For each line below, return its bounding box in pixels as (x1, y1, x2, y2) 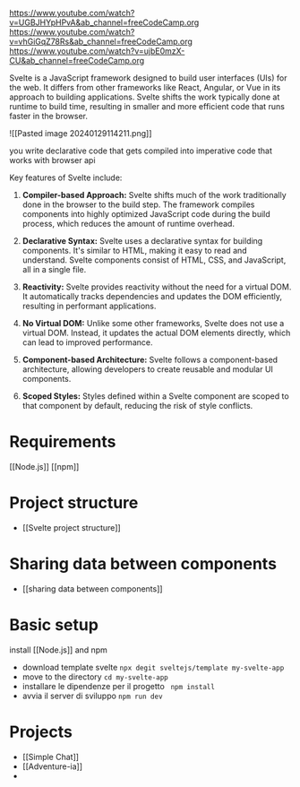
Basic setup (9, 615, 99, 635)
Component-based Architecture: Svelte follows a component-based (21, 354, 279, 365)
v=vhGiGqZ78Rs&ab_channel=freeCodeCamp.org (9, 36, 193, 47)
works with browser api (9, 155, 96, 165)
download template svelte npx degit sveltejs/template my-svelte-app (21, 662, 285, 672)
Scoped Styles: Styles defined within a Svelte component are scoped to (21, 391, 289, 402)
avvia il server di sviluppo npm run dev (21, 690, 163, 701)
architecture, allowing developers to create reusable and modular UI (21, 364, 273, 375)
